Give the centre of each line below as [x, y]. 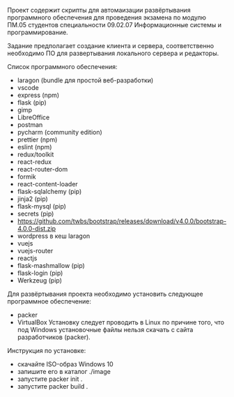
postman [30, 125]
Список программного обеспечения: [62, 67]
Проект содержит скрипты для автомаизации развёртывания [99, 10]
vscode [28, 88]
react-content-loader [47, 184]
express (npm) [38, 95]
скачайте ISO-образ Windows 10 [65, 364]
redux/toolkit [36, 154]
